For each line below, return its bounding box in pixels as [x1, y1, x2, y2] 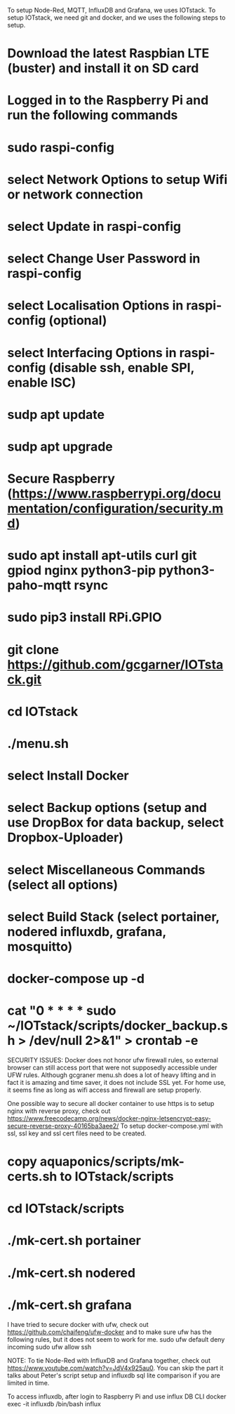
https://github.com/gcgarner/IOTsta [7, 656, 224, 672]
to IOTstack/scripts [59, 1168, 174, 1185]
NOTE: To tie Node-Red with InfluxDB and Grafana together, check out [7, 1356, 210, 1364]
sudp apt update [7, 406, 105, 422]
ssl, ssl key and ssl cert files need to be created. [7, 1129, 147, 1138]
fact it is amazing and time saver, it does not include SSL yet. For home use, [7, 1078, 226, 1086]
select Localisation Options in [7, 298, 184, 314]
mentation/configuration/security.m [7, 501, 224, 516]
